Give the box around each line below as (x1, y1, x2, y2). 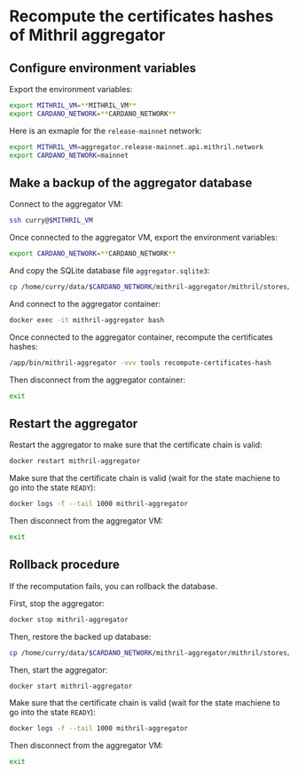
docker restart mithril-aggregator (9, 457, 141, 466)
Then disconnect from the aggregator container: (9, 375, 186, 385)
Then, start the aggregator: (9, 664, 108, 675)
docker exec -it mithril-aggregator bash (9, 315, 165, 325)
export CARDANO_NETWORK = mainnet (9, 151, 129, 160)
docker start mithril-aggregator (9, 682, 133, 690)
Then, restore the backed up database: (9, 631, 152, 642)
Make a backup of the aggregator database (9, 175, 253, 190)
